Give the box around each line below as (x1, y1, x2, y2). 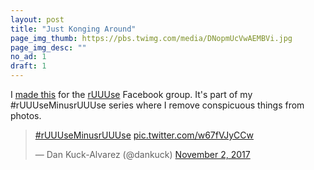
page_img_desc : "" (10, 42, 87, 53)
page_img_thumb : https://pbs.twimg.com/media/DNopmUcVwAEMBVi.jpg (10, 33, 293, 43)
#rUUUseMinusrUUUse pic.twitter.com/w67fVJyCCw (34, 129, 255, 141)
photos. (10, 110, 42, 121)
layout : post (10, 14, 65, 25)
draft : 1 (10, 61, 47, 71)
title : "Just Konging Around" (10, 24, 137, 34)
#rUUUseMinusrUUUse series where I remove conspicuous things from (10, 99, 305, 111)
